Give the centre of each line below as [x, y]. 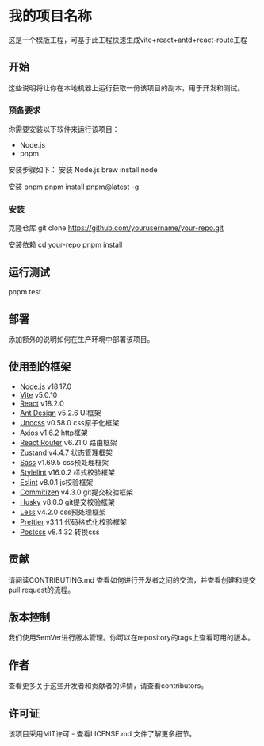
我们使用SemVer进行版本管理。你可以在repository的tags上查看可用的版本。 [132, 638]
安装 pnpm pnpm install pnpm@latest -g [74, 186]
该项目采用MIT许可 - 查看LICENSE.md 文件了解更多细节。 [102, 734]
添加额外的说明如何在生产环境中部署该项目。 [81, 339]
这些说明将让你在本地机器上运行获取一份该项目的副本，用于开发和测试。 [126, 87]
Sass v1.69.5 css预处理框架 [64, 462]
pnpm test [25, 292]
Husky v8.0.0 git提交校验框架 [67, 502]
